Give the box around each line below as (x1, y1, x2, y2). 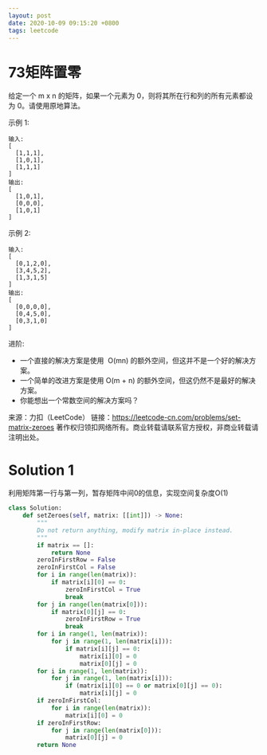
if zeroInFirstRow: (37, 718, 102, 727)
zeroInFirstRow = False (37, 556, 116, 564)
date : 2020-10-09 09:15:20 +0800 (8, 19, 120, 27)
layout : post (8, 11, 52, 20)
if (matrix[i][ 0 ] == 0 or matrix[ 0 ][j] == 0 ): (65, 682, 223, 690)
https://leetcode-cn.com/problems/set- (112, 413, 241, 422)
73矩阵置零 (8, 63, 81, 81)
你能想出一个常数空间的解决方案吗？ (19, 396, 139, 405)
